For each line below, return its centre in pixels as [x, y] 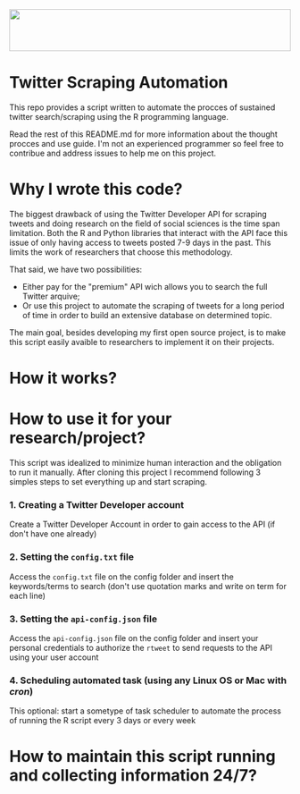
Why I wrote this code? [96, 189]
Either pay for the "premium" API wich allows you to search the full [145, 286]
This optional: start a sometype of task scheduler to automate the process [145, 711]
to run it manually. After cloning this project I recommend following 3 [135, 472]
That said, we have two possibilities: [76, 269]
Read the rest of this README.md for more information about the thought [144, 134]
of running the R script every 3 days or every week [103, 721]
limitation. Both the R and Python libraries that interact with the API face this [149, 232]
